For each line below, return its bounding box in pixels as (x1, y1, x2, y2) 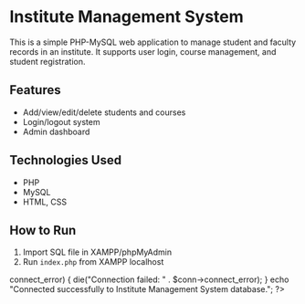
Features (9, 82, 61, 98)
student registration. (9, 56, 86, 67)
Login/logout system (22, 116, 100, 127)
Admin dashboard (22, 126, 90, 137)
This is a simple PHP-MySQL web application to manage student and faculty (9, 37, 297, 47)
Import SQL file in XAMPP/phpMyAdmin (22, 246, 172, 257)
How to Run (9, 222, 77, 238)
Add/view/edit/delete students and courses (22, 107, 186, 118)
